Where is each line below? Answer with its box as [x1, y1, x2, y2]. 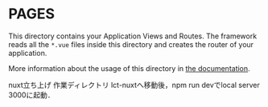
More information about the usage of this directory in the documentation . [8, 63, 251, 73]
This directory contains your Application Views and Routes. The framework [8, 31, 258, 41]
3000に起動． [8, 89, 55, 100]
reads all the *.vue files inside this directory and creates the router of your [8, 39, 254, 49]
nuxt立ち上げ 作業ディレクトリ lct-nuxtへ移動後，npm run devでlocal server [8, 80, 260, 89]
